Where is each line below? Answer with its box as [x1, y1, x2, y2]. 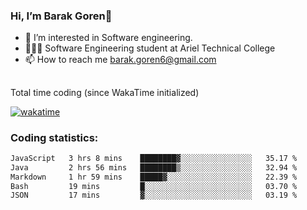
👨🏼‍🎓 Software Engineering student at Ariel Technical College [24, 42, 276, 54]
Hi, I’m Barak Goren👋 [10, 9, 113, 23]
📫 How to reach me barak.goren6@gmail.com [24, 54, 217, 66]
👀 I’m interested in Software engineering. [24, 32, 193, 44]
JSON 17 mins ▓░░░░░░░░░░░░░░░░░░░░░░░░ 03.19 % [10, 190, 298, 201]
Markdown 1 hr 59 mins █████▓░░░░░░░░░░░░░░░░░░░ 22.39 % [10, 172, 298, 182]
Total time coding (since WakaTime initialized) [10, 86, 200, 98]
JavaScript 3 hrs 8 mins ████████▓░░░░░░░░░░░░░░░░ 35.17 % [10, 153, 298, 163]
